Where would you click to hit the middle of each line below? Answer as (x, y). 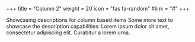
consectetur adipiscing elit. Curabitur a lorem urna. (68, 33)
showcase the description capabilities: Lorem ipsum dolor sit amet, (88, 26)
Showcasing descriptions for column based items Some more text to (89, 20)
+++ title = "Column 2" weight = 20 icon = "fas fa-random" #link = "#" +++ (98, 9)
